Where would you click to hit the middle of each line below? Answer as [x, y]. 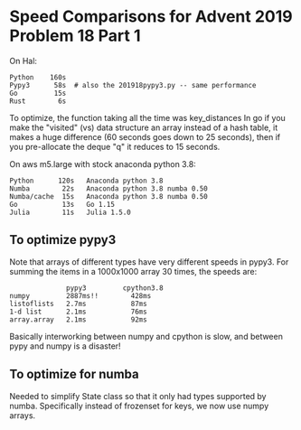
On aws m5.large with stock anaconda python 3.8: [103, 164]
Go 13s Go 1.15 [62, 204]
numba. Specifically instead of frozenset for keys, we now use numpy [139, 406]
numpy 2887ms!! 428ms [80, 295]
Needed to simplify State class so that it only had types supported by [138, 396]
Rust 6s [38, 101]
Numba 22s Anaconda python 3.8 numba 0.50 [108, 188]
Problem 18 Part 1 [75, 36]
